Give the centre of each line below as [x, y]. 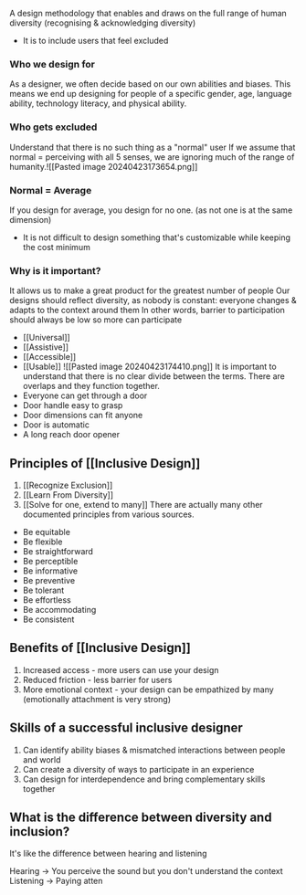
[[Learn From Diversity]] [68, 495]
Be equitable [47, 532]
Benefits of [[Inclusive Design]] [100, 648]
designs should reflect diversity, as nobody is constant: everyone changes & [153, 300]
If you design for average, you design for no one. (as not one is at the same [151, 210]
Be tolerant [43, 590]
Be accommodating [59, 610]
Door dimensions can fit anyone [83, 416]
